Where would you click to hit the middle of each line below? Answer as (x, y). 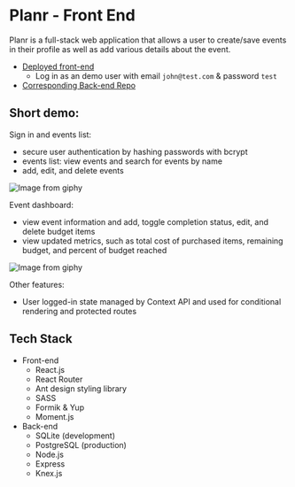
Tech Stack (41, 339)
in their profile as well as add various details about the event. (120, 49)
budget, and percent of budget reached (94, 250)
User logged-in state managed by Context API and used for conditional (151, 301)
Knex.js (49, 473)
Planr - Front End (72, 15)
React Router (59, 379)
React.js (50, 369)
